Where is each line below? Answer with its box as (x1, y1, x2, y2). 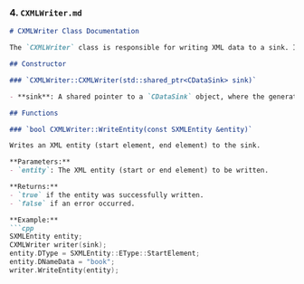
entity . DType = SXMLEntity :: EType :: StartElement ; (9, 249, 201, 259)
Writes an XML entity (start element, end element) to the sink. (9, 141, 261, 150)
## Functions (9, 109, 59, 118)
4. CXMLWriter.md (9, 6, 83, 19)
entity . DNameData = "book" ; (9, 258, 116, 267)
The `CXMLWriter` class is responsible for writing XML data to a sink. (9, 43, 290, 52)
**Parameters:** (9, 157, 71, 166)
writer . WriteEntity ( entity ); (9, 265, 119, 275)
